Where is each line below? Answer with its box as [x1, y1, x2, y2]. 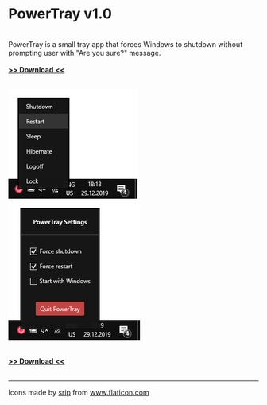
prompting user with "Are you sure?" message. [8, 48, 161, 57]
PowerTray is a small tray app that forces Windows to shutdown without [8, 39, 243, 49]
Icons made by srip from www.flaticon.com [8, 387, 149, 397]
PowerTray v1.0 [8, 5, 113, 23]
